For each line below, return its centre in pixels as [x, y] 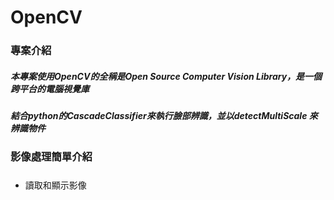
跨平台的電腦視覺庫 [50, 88]
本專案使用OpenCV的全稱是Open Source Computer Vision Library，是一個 [166, 76]
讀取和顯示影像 [55, 185]
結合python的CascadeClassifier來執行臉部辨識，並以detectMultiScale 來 [164, 116]
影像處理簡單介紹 [51, 157]
